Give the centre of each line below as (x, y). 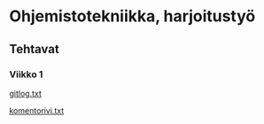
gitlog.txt (26, 93)
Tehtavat (34, 49)
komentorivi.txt (37, 110)
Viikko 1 (26, 74)
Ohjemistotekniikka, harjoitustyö (132, 16)
